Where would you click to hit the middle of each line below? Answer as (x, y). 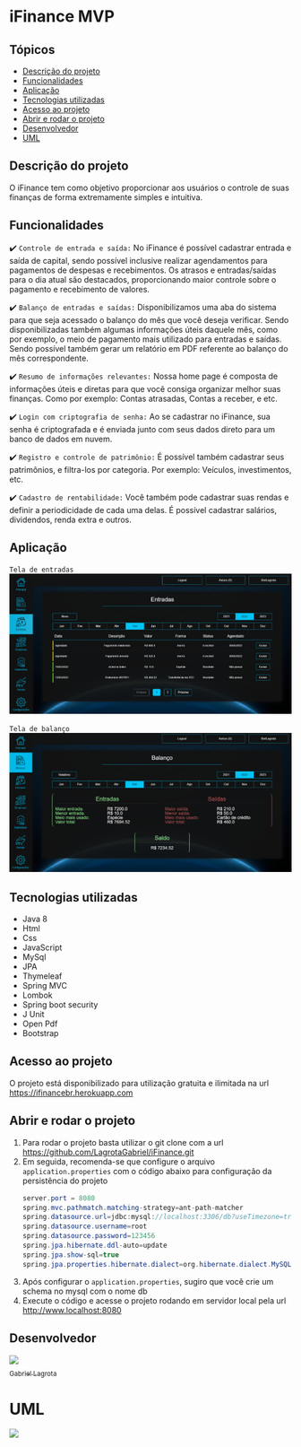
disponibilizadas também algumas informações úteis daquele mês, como (144, 329)
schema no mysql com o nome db (85, 1291)
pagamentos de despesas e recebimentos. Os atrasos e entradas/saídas (143, 270)
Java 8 (34, 919)
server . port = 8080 (59, 1198)
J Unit (33, 1015)
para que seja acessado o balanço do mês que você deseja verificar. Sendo (149, 319)
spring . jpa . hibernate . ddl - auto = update (95, 1246)
